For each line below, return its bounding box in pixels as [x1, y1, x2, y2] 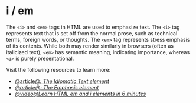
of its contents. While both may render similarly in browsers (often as [6, 42, 174, 49]
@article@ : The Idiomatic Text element [14, 78, 109, 85]
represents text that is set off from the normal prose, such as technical [6, 29, 178, 36]
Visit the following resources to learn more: [6, 66, 111, 73]
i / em [6, 4, 34, 18]
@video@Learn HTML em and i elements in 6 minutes [14, 90, 146, 97]
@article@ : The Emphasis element [14, 84, 99, 91]
